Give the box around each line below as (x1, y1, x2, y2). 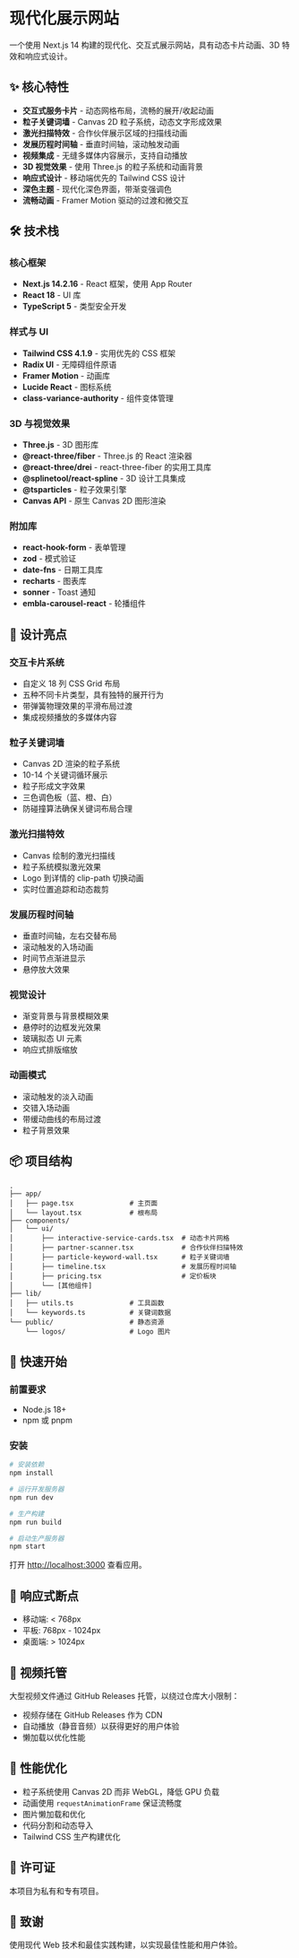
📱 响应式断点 (9, 1588, 79, 1604)
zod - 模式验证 (21, 553, 77, 564)
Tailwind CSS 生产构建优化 (21, 1831, 121, 1841)
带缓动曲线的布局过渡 (21, 1113, 101, 1124)
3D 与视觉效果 (9, 417, 71, 430)
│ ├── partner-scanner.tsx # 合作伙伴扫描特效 (9, 1243, 243, 1252)
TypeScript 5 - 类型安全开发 (21, 301, 127, 312)
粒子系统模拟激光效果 (21, 861, 101, 872)
